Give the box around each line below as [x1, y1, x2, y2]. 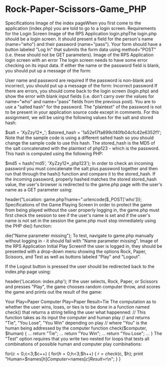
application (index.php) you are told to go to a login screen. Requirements [5, 25, 156, 31]
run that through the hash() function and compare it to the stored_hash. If [5, 171, 156, 177]
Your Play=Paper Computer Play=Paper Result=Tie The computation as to [5, 298, 157, 305]
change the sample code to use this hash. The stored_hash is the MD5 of [5, 140, 156, 146]
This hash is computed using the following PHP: [5, 151, 103, 157]
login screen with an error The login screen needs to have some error [5, 57, 148, 63]
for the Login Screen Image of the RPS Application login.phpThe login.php [5, 30, 157, 36]
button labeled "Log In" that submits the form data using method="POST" [5, 46, 156, 52]
